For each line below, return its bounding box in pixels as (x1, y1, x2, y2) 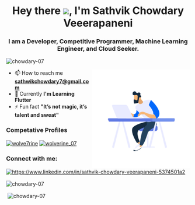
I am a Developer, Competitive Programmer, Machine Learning (8, 37, 188, 46)
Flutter (14, 96, 32, 103)
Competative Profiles (6, 126, 68, 134)
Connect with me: (6, 155, 58, 163)
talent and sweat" (14, 112, 60, 119)
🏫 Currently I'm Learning (14, 91, 75, 98)
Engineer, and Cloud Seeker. (57, 45, 140, 53)
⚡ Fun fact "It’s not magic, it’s (14, 103, 88, 110)
